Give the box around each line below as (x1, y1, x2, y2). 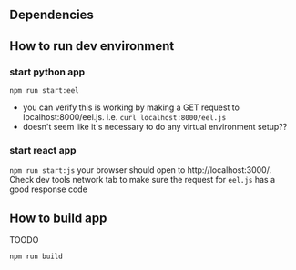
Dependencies (9, 7, 94, 23)
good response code (9, 184, 88, 195)
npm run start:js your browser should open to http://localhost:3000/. (9, 165, 271, 175)
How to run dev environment (9, 38, 175, 54)
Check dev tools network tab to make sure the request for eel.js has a (9, 175, 276, 185)
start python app (9, 65, 86, 78)
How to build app (9, 210, 107, 225)
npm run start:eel (9, 86, 79, 95)
